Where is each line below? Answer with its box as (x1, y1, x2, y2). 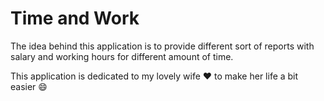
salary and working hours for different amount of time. (10, 50, 234, 62)
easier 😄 (10, 80, 48, 92)
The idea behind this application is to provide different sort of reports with (10, 40, 315, 52)
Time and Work (10, 7, 140, 30)
